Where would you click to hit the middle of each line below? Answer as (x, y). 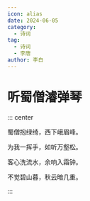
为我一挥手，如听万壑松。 (45, 147)
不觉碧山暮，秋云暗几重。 (45, 177)
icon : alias (25, 14)
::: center (21, 117)
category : (22, 27)
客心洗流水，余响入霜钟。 (45, 162)
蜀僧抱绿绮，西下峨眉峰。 (45, 132)
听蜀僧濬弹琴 (45, 97)
